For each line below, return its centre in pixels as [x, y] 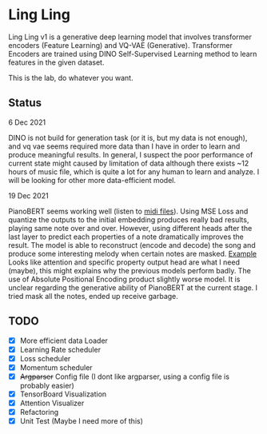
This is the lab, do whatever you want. [71, 78]
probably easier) [47, 385]
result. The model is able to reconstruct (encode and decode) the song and [132, 245]
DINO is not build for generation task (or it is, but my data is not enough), [128, 137]
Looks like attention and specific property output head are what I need [124, 262]
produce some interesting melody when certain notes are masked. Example [133, 253]
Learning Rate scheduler [60, 349]
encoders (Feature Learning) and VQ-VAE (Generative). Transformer [121, 45]
